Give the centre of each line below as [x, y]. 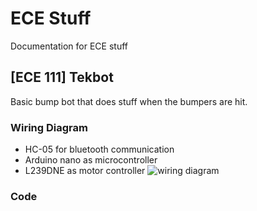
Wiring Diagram [49, 127]
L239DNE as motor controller [85, 171]
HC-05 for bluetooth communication [99, 149]
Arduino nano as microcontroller [91, 160]
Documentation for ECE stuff [69, 46]
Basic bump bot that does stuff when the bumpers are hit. [129, 101]
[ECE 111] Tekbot [62, 77]
